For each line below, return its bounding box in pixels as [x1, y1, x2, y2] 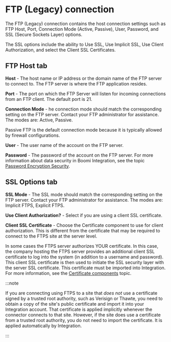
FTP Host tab [5, 61, 47, 70]
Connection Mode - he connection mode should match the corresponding [5, 106, 162, 112]
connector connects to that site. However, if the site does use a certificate [5, 311, 161, 318]
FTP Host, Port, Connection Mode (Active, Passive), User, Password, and [5, 26, 159, 32]
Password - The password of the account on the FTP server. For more [5, 152, 154, 158]
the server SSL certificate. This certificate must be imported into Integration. [5, 265, 166, 271]
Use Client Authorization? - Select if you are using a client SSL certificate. [5, 212, 162, 218]
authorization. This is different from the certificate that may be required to [5, 227, 160, 233]
